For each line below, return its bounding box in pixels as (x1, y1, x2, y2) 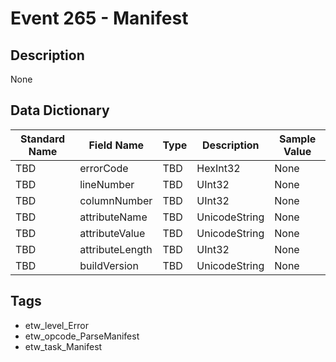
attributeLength (79, 242, 153, 256)
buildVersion (79, 258, 139, 272)
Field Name (88, 138, 145, 152)
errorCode (79, 161, 129, 175)
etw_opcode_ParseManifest (24, 330, 140, 342)
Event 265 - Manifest (10, 7, 189, 30)
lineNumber (79, 177, 135, 191)
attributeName (79, 210, 148, 224)
